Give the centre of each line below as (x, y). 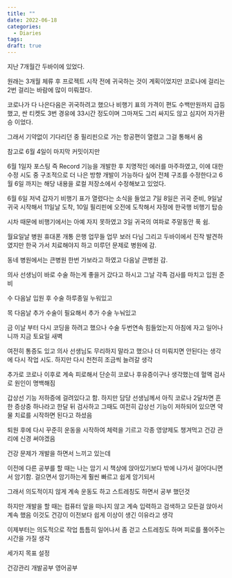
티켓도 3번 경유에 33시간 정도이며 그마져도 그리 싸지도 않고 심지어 (117, 113)
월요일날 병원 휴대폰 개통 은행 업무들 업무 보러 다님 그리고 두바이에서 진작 (106, 236)
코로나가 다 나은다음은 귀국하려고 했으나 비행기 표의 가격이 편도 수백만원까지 (110, 104)
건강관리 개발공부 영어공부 (43, 568)
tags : (15, 40)
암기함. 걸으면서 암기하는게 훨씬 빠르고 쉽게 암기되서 (84, 477)
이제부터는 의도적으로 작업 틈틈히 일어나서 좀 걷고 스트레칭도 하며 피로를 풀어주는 (116, 529)
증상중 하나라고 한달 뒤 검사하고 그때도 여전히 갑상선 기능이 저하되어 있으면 (115, 406)
